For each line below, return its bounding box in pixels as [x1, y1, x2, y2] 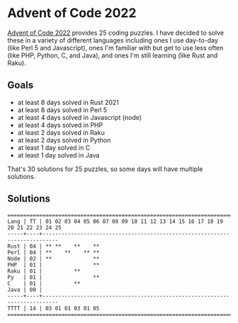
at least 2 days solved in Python [17, 136, 111, 144]
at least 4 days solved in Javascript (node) [17, 113, 142, 121]
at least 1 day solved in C [17, 143, 91, 152]
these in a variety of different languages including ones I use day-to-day [7, 35, 218, 44]
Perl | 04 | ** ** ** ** [7, 248, 100, 256]
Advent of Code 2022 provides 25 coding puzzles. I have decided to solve [7, 28, 225, 37]
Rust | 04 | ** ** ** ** [7, 243, 100, 250]
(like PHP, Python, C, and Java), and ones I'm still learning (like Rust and [7, 51, 218, 60]
